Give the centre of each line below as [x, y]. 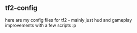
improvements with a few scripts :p [41, 25]
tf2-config [21, 8]
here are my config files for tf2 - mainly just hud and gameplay [68, 20]
